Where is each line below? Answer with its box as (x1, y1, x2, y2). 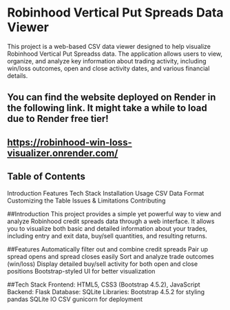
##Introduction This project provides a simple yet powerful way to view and (7, 209, 222, 218)
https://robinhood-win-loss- (7, 136, 132, 148)
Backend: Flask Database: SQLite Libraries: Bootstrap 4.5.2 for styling (7, 287, 205, 296)
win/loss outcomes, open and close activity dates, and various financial (7, 64, 210, 72)
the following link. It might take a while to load (7, 102, 208, 114)
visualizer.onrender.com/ (7, 147, 118, 159)
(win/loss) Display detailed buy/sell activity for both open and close (7, 260, 198, 268)
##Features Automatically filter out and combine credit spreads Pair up (7, 245, 209, 253)
